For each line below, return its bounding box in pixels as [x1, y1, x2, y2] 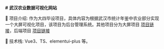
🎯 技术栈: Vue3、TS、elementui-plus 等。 [5, 38, 91, 44]
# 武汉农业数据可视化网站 [5, 5, 57, 10]
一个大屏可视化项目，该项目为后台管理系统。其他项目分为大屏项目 [5, 22, 140, 27]
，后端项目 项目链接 [9, 28, 50, 34]
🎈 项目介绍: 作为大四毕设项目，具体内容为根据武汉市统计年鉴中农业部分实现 [5, 15, 160, 21]
